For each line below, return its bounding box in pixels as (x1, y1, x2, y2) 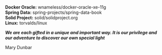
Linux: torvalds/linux (5, 20, 48, 26)
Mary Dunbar (5, 45, 32, 50)
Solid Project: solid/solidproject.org (5, 15, 78, 20)
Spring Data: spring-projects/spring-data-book (5, 9, 102, 15)
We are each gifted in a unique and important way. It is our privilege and (5, 30, 157, 35)
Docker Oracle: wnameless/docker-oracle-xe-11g (5, 4, 107, 10)
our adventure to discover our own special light (5, 35, 105, 41)
